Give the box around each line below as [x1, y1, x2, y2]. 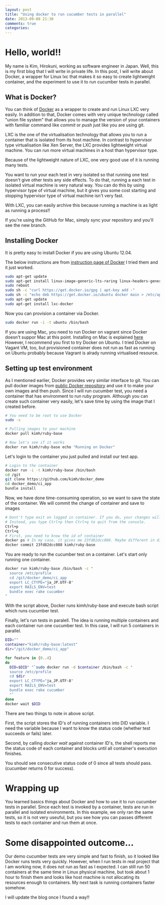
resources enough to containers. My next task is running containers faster [5, 879, 155, 886]
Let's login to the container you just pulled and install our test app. [5, 453, 139, 459]
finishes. [5, 751, 23, 756]
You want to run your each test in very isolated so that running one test [5, 171, 149, 178]
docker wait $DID [5, 701, 41, 706]
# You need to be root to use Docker [5, 413, 82, 418]
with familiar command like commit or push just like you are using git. [5, 122, 145, 128]
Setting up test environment [5, 364, 93, 373]
